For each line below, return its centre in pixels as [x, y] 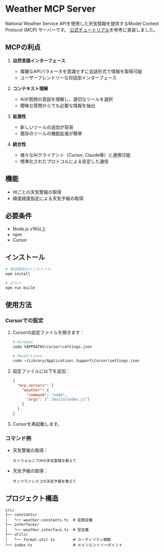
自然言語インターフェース [39, 60]
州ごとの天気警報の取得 [37, 192]
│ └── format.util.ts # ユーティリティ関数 [58, 540]
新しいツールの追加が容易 [47, 127]
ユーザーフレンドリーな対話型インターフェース [68, 78]
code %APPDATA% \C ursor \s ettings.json [52, 347]
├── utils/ [17, 534]
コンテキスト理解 [30, 88]
